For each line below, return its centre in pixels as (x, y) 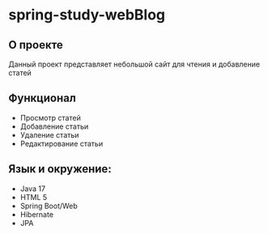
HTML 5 (34, 197)
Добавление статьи (54, 126)
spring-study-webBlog (87, 15)
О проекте (36, 45)
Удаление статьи (49, 134)
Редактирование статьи (62, 143)
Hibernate (37, 214)
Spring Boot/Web (49, 206)
